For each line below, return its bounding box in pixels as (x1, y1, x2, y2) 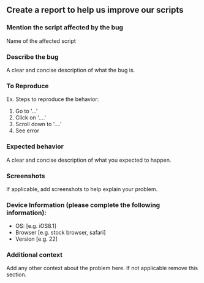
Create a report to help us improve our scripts (6, 5, 184, 15)
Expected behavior (6, 142, 64, 151)
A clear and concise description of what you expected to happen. (6, 156, 172, 164)
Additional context (6, 251, 63, 259)
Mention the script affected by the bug (6, 23, 124, 32)
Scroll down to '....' (15, 121, 62, 128)
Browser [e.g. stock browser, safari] (15, 229, 106, 236)
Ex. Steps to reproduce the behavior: (6, 96, 99, 103)
